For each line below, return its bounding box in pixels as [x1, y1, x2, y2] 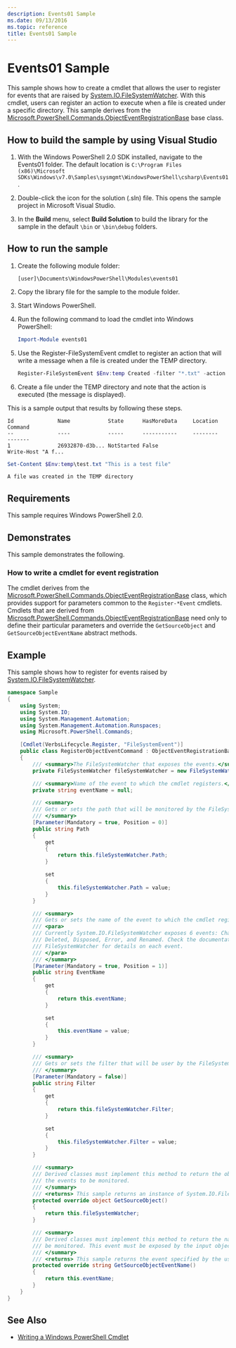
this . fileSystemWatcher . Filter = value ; [57, 1138, 178, 1146]
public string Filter [32, 1079, 96, 1086]
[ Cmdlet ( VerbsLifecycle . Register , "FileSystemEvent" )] [20, 741, 184, 748]
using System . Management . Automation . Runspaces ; [20, 722, 162, 729]
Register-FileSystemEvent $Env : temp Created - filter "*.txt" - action [17, 369, 226, 377]
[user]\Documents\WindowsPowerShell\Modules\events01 [17, 275, 178, 282]
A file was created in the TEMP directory [7, 473, 133, 480]
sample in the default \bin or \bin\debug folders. [17, 223, 158, 231]
